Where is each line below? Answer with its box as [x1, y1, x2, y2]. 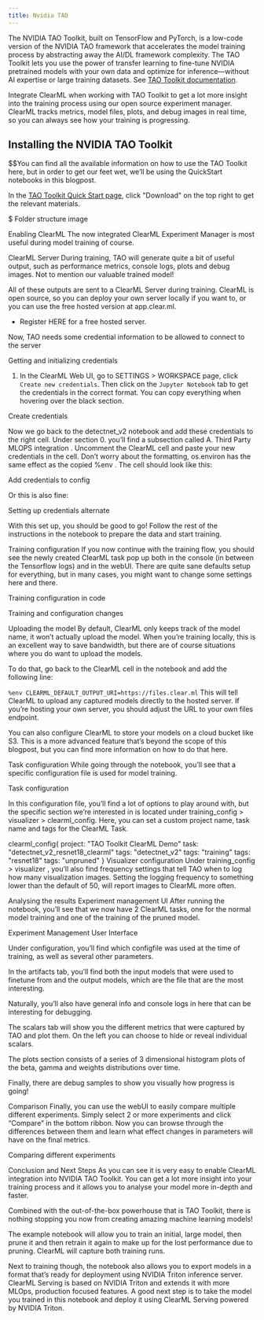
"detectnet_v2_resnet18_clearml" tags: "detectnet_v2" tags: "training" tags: [8, 847, 251, 857]
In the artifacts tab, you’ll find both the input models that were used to [8, 967, 234, 976]
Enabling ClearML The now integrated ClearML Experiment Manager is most [8, 230, 255, 239]
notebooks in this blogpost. [8, 175, 97, 185]
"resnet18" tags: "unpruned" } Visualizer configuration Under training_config [8, 856, 255, 865]
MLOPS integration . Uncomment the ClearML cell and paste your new [8, 444, 236, 453]
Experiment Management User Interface [8, 928, 138, 938]
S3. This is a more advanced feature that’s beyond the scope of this [8, 736, 227, 746]
